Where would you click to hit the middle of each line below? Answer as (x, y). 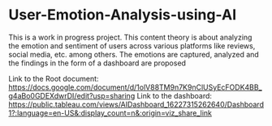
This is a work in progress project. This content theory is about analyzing (130, 37)
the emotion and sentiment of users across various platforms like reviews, (132, 45)
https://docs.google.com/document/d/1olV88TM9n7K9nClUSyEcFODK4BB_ (135, 87)
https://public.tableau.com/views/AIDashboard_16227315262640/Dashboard (136, 104)
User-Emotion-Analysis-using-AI (123, 15)
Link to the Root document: (54, 78)
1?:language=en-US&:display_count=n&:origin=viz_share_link (110, 113)
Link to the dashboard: (175, 95)
